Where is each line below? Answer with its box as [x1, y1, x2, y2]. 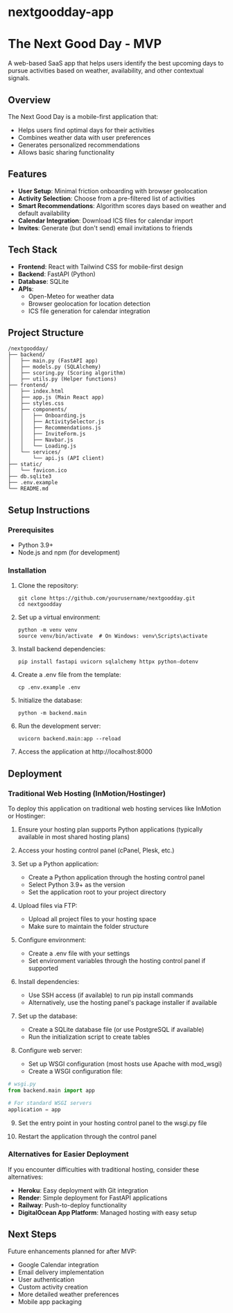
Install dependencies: [17, 978, 80, 986]
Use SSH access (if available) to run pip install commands [28, 991, 193, 999]
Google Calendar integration [17, 1260, 99, 1268]
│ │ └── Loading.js [8, 443, 77, 449]
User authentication [17, 1275, 75, 1284]
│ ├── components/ [8, 406, 68, 413]
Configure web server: [17, 1047, 83, 1055]
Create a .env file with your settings [28, 949, 130, 957]
